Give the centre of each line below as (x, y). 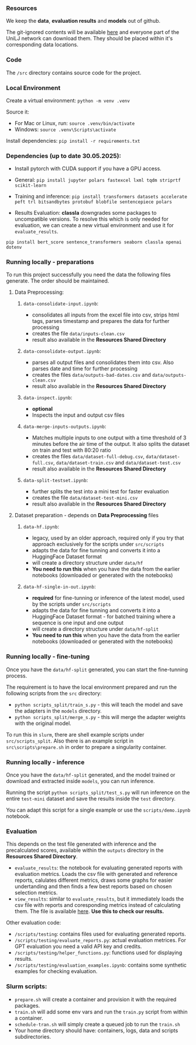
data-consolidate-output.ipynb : (62, 351)
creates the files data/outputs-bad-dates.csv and (91, 375)
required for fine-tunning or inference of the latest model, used (108, 598)
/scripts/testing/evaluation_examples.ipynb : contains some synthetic (101, 965)
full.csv (43, 463)
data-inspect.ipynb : (48, 398)
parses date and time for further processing (85, 369)
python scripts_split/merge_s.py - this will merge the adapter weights (100, 717)
